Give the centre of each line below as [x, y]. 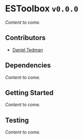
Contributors [25, 38]
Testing [17, 120]
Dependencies [28, 66]
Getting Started [29, 93]
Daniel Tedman [27, 49]
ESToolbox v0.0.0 [42, 9]
